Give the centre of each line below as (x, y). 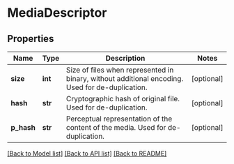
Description (125, 58)
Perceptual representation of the (119, 119)
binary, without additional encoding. (125, 79)
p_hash (23, 127)
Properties (31, 39)
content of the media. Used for (116, 127)
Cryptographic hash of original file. (123, 99)
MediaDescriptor (57, 13)
